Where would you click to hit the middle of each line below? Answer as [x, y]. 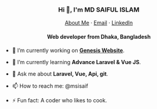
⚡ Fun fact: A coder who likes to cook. [59, 100]
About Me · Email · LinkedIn [99, 23]
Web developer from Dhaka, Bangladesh [99, 36]
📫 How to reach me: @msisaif [50, 86]
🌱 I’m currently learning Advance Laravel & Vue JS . [76, 62]
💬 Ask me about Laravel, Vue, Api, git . [60, 74]
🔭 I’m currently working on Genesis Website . [68, 50]
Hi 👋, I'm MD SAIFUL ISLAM [99, 10]
